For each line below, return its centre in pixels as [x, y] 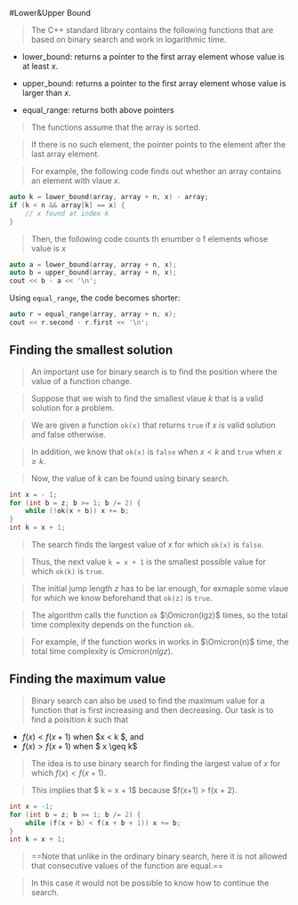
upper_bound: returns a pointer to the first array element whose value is [154, 83]
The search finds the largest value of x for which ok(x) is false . [147, 545]
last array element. [65, 154]
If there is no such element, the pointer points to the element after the [158, 144]
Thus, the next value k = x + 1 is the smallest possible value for [149, 562]
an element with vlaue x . [76, 180]
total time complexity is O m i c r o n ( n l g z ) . [102, 652]
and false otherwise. [68, 434]
